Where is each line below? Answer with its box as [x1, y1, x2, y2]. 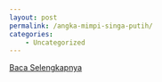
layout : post [9, 12, 58, 22]
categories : [9, 29, 53, 38]
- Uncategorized [25, 37, 86, 47]
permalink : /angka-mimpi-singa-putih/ [9, 21, 153, 30]
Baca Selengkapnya [9, 62, 83, 73]
